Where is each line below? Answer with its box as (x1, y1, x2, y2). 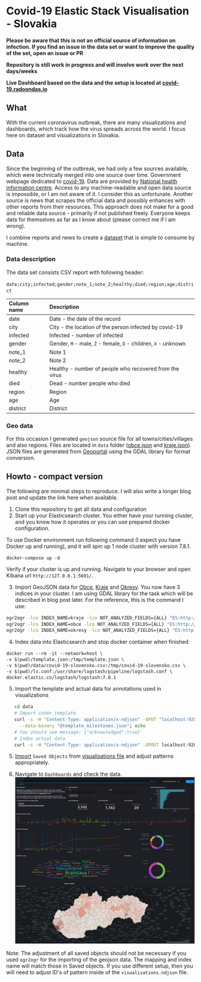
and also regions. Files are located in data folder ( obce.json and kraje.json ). (6, 441, 192, 448)
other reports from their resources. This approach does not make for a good (6, 203, 194, 210)
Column (8, 300, 29, 307)
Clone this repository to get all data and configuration (14, 505, 147, 513)
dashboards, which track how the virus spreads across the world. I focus (6, 125, 186, 132)
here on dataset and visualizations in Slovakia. (6, 131, 120, 138)
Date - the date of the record (49, 315, 121, 322)
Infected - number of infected (49, 332, 123, 339)
